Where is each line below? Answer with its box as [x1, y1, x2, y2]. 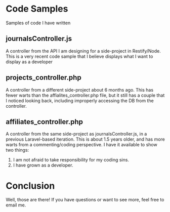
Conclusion [6, 180, 55, 191]
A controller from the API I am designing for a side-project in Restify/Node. [6, 48, 161, 54]
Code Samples [6, 3, 68, 15]
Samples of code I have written [6, 20, 71, 26]
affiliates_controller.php [6, 117, 83, 126]
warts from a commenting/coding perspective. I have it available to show [6, 142, 157, 148]
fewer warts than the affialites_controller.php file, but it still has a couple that [6, 92, 165, 98]
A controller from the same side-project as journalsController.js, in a [6, 131, 147, 137]
